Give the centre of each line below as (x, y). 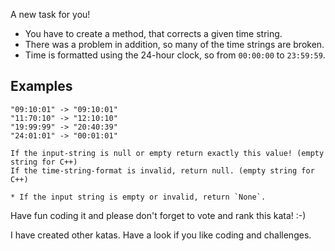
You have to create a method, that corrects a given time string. (153, 33)
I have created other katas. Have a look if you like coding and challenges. (161, 235)
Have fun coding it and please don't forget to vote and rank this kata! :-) (158, 215)
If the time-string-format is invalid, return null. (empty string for (162, 170)
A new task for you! (50, 14)
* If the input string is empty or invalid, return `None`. (138, 197)
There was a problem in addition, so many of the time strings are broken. (174, 44)
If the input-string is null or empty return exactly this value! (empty (167, 153)
